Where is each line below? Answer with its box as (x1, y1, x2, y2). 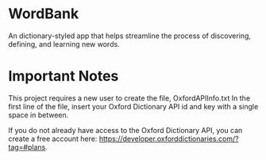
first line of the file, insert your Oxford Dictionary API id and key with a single (8, 101, 259, 111)
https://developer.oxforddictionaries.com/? (98, 134, 240, 143)
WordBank (8, 5, 79, 23)
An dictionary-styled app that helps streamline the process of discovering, (8, 31, 252, 40)
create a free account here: (8, 134, 98, 143)
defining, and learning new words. (8, 39, 121, 48)
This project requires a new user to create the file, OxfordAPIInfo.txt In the (8, 93, 251, 103)
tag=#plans (8, 142, 46, 151)
